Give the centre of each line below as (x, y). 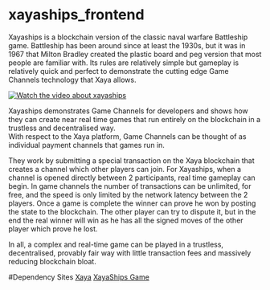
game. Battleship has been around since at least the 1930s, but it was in (127, 45)
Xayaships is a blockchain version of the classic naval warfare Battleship (128, 37)
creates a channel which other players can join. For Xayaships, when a (125, 169)
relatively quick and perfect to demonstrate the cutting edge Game (119, 71)
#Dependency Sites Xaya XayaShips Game (79, 277)
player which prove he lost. (53, 229)
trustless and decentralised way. (62, 128)
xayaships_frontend (76, 15)
